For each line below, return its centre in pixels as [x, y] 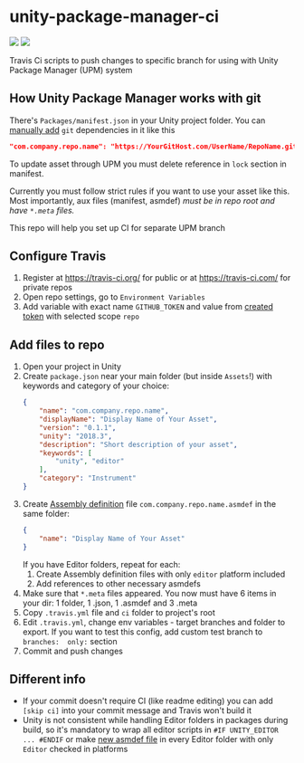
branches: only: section [70, 641]
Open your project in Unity [72, 367]
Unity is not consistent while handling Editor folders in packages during [155, 720]
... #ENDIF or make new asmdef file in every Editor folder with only [148, 739]
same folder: [46, 513]
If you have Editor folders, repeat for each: [101, 564]
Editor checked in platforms [75, 749]
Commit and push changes [73, 651]
